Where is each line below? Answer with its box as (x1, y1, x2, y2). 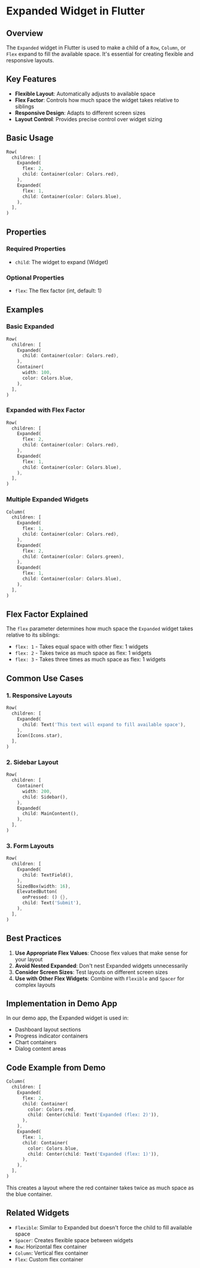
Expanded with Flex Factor (6, 406, 86, 415)
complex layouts (14, 981, 56, 988)
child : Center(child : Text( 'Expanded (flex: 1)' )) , (28, 1151, 160, 1157)
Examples (6, 304, 44, 314)
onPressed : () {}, (22, 894, 68, 901)
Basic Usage (6, 133, 54, 143)
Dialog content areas (14, 1045, 66, 1053)
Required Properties (6, 245, 66, 253)
